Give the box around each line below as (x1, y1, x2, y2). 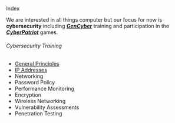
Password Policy (14, 79, 55, 86)
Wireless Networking (14, 98, 66, 105)
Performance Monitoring (14, 85, 75, 93)
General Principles (14, 60, 60, 67)
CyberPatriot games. (6, 29, 58, 36)
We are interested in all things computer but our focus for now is (6, 16, 163, 23)
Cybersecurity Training (6, 42, 62, 49)
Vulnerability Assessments (14, 104, 80, 111)
